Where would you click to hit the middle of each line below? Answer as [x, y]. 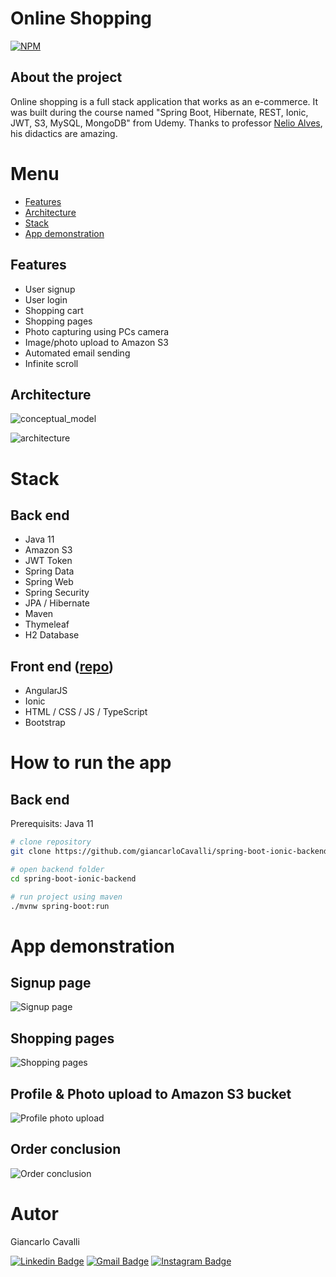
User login [46, 299]
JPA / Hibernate [57, 603]
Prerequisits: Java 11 [52, 824]
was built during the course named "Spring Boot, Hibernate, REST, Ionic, [159, 112]
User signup [50, 289]
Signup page [51, 982]
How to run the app [91, 763]
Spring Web [49, 582]
